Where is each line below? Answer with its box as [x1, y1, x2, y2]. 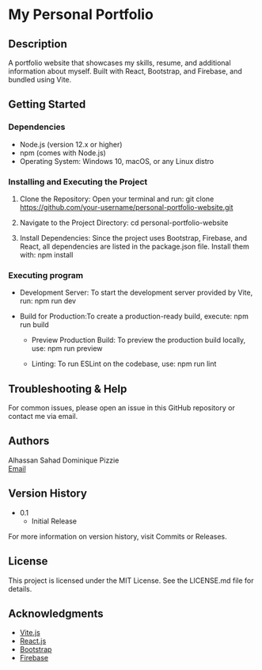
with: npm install [19, 249, 74, 259]
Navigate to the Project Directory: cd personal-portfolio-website [19, 218, 229, 227]
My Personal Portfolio [8, 6, 154, 24]
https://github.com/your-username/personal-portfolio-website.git [19, 202, 234, 211]
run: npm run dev [19, 296, 77, 306]
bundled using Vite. [8, 75, 72, 84]
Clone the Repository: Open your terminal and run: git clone [19, 194, 215, 204]
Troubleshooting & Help [8, 382, 127, 395]
